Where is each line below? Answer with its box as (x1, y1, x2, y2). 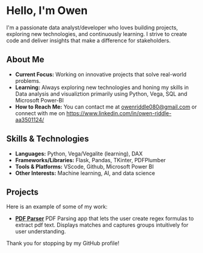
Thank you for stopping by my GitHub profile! (6, 240, 120, 247)
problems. (15, 77, 41, 84)
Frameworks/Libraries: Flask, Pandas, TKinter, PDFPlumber (15, 156, 166, 163)
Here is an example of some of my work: (6, 203, 108, 210)
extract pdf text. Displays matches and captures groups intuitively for (15, 221, 188, 229)
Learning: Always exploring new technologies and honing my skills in (15, 84, 189, 91)
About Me (6, 54, 44, 65)
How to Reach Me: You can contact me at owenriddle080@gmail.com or (15, 103, 198, 110)
